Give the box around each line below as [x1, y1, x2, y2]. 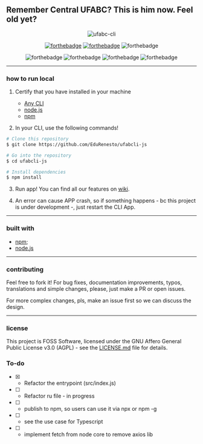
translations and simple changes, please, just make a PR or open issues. [6, 285, 186, 292]
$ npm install [6, 174, 42, 180]
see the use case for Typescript [24, 417, 103, 425]
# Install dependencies [6, 169, 66, 175]
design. [6, 303, 25, 310]
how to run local [6, 74, 54, 83]
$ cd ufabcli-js [6, 158, 47, 164]
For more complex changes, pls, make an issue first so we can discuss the [6, 297, 192, 304]
